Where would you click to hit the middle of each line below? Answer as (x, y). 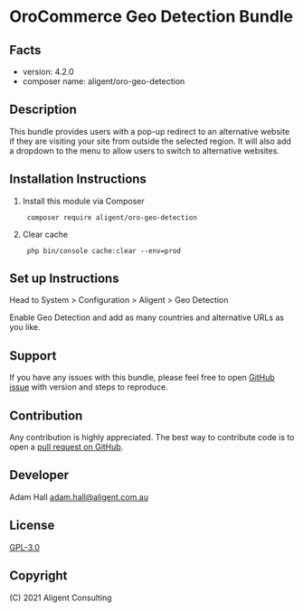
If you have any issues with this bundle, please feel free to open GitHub (142, 378)
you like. (25, 327)
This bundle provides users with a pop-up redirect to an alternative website (150, 131)
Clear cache (45, 234)
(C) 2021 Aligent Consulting (61, 598)
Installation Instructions (78, 179)
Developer (39, 475)
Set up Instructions (64, 279)
